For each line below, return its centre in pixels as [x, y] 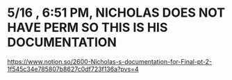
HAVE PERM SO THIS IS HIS [88, 27]
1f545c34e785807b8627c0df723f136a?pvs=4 [73, 69]
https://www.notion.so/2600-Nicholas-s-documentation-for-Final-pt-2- [110, 61]
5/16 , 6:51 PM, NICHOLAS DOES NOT [116, 13]
